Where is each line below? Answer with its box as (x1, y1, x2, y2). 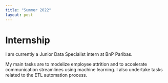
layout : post (5, 12, 33, 17)
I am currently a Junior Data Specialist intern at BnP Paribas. (5, 51, 133, 57)
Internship (5, 34, 50, 46)
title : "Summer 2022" (5, 7, 52, 13)
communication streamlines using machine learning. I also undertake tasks (5, 67, 163, 73)
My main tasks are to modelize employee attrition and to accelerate (5, 61, 148, 67)
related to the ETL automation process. (5, 72, 88, 78)
